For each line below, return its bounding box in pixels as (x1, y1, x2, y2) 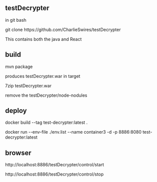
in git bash (5, 17, 27, 23)
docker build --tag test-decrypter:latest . (5, 119, 88, 125)
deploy (5, 107, 27, 115)
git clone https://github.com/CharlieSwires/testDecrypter (5, 27, 121, 33)
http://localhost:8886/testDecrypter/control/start (5, 162, 104, 168)
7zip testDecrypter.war (5, 82, 52, 88)
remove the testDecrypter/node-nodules (5, 92, 87, 98)
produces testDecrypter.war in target (5, 73, 80, 79)
